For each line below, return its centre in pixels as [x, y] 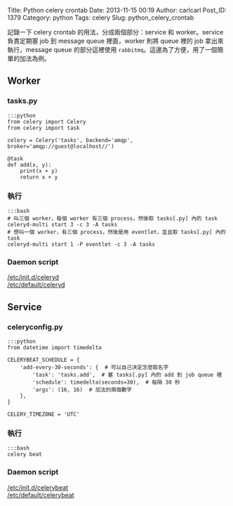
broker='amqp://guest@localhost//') [61, 146]
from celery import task [44, 128]
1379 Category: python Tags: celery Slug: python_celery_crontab [101, 18]
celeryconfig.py [35, 327]
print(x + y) [39, 171]
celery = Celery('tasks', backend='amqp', [70, 140]
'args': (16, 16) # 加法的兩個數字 [82, 389]
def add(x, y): [29, 164]
